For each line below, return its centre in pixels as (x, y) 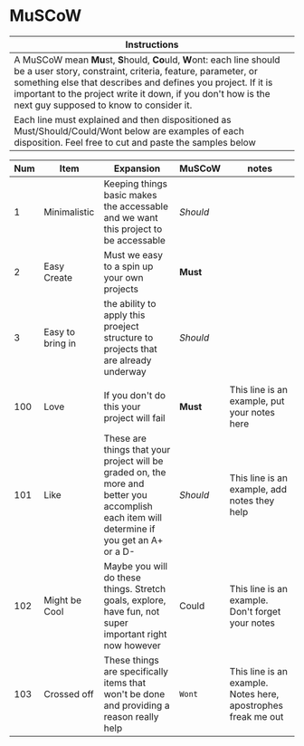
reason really (131, 716)
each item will (133, 517)
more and (124, 483)
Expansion (137, 168)
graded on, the (135, 472)
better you (125, 494)
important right (135, 634)
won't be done (134, 693)
